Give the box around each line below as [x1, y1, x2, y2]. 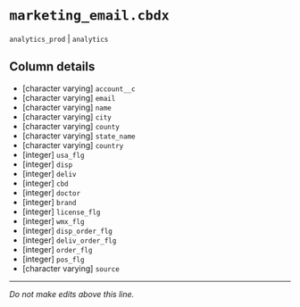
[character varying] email [21, 92, 116, 103]
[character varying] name [21, 102, 112, 112]
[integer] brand [21, 196, 78, 207]
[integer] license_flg [21, 206, 101, 217]
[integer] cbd [21, 178, 69, 188]
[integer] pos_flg [21, 253, 85, 264]
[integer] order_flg [21, 244, 93, 254]
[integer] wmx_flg [21, 215, 85, 226]
